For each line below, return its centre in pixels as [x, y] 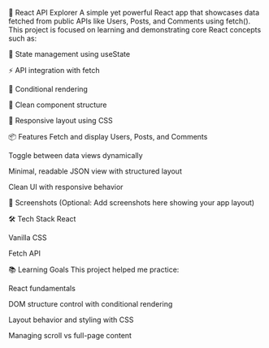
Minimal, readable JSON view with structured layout [95, 171]
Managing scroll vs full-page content [70, 335]
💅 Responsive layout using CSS [61, 120]
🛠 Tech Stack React [42, 219]
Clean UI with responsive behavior [66, 187]
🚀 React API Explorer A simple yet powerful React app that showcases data [134, 13]
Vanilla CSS [28, 238]
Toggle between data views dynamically [76, 155]
